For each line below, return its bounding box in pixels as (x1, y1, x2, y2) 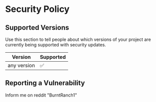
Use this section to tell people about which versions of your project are (5, 36, 151, 42)
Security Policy (5, 3, 70, 15)
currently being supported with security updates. (5, 42, 106, 48)
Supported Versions (5, 23, 69, 32)
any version (7, 62, 35, 69)
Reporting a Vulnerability (5, 79, 85, 88)
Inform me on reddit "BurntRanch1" (5, 92, 77, 98)
